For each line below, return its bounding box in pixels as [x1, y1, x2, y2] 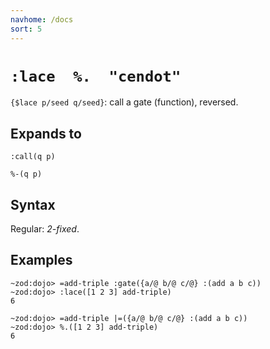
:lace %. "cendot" [10, 67, 182, 86]
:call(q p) [10, 152, 56, 162]
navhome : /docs [10, 14, 74, 25]
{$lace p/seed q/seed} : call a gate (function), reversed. [10, 96, 239, 108]
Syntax [10, 196, 56, 213]
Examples [10, 252, 73, 269]
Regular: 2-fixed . [10, 223, 80, 235]
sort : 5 [10, 24, 43, 34]
